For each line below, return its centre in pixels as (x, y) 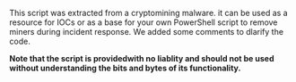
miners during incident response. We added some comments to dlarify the (147, 32)
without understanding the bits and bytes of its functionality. (125, 68)
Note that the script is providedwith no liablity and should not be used (142, 58)
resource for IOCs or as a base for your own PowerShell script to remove (144, 22)
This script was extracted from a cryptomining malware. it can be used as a (149, 13)
